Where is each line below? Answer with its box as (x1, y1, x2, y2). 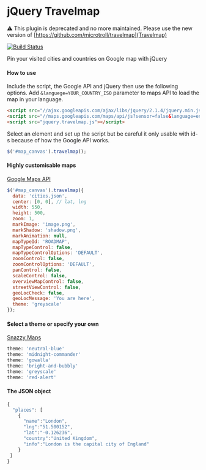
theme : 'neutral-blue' (7, 345, 65, 352)
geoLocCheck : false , (12, 290, 65, 296)
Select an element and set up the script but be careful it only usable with (7, 130, 190, 137)
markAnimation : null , (12, 233, 68, 239)
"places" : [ (12, 407, 43, 413)
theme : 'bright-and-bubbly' (7, 363, 79, 369)
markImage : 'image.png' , (12, 222, 76, 228)
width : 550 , (12, 204, 43, 210)
